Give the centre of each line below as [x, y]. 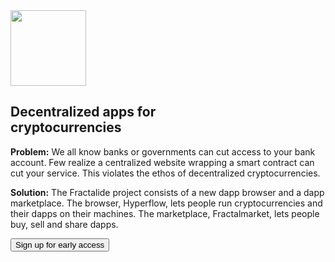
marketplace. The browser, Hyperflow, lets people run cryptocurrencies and [166, 203]
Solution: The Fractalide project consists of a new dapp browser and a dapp [167, 192]
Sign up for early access [60, 244]
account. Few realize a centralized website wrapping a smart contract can [162, 162]
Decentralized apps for [83, 112]
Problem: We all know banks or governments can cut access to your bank [163, 151]
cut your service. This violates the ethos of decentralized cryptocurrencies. [165, 173]
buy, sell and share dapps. [64, 224]
